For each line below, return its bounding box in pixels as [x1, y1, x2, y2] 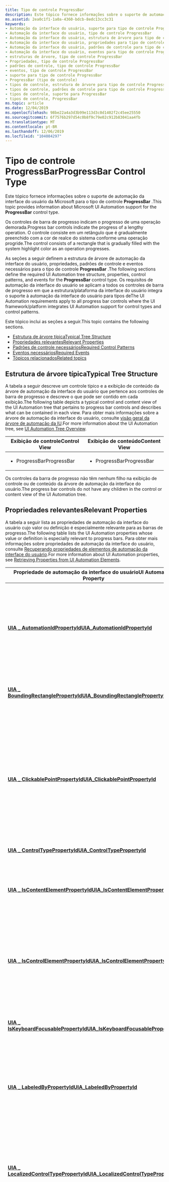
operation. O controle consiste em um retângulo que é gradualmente [5, 230, 147, 236]
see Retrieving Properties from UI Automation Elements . [5, 557, 121, 563]
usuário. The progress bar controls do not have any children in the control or [5, 486, 162, 492]
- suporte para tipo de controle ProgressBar [5, 73, 102, 78]
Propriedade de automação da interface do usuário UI [13, 569, 144, 576]
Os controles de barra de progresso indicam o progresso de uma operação [5, 219, 161, 225]
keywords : [5, 21, 26, 27]
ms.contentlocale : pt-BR [5, 124, 57, 129]
